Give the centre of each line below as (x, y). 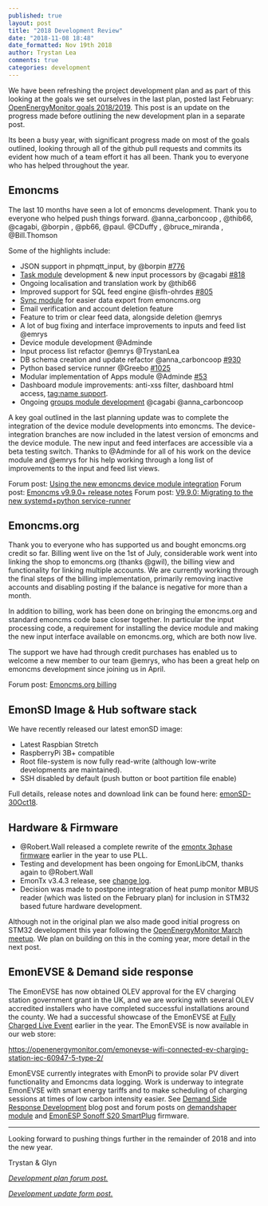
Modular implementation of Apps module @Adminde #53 (113, 376)
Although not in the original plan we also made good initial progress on (124, 922)
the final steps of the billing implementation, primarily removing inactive (126, 579)
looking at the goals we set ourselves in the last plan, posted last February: (131, 99)
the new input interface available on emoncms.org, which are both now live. (133, 637)
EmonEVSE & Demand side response (101, 972)
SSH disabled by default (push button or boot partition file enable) (128, 779)
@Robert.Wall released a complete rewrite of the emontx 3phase (126, 847)
